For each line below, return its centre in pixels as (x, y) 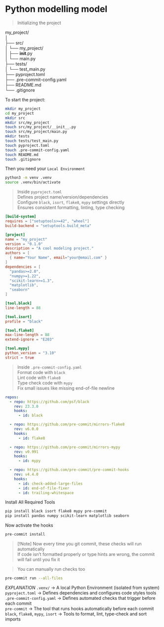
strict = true (20, 357)
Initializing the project (39, 23)
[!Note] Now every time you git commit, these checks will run (79, 544)
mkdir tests (17, 136)
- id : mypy (29, 461)
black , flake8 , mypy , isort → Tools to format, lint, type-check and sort (76, 614)
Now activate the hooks (29, 525)
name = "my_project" (26, 239)
